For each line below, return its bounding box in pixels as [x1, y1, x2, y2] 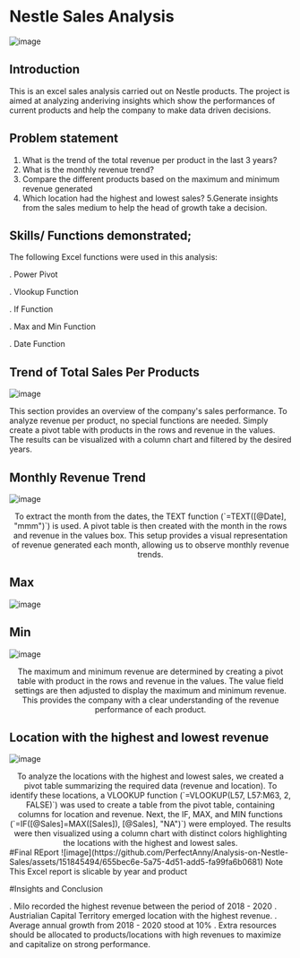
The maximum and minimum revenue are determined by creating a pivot [17, 666, 284, 677]
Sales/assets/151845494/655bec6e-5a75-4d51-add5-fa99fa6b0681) [9, 857, 264, 867]
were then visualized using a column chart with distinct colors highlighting [13, 828, 287, 839]
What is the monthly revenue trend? [21, 164, 155, 175]
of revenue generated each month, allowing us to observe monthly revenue [12, 539, 289, 550]
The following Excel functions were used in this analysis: [9, 252, 218, 263]
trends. [137, 549, 164, 559]
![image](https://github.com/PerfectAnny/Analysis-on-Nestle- [61, 847, 289, 858]
